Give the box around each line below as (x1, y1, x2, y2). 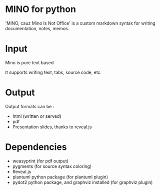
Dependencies (5, 141, 67, 152)
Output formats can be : (5, 103, 54, 109)
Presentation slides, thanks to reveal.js (12, 124, 92, 130)
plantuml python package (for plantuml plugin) (12, 174, 108, 180)
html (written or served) (12, 113, 61, 119)
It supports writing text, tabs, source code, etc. (5, 69, 102, 75)
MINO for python (5, 4, 76, 15)
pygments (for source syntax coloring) (12, 163, 91, 169)
